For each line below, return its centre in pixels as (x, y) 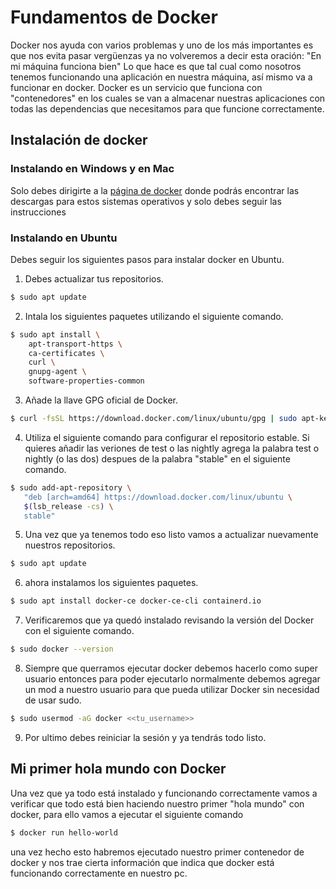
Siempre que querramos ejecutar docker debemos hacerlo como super (171, 668)
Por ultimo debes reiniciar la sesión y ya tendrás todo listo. (145, 737)
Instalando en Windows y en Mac (92, 169)
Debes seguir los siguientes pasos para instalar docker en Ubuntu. (147, 259)
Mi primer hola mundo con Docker (118, 769)
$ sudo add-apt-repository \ (71, 487)
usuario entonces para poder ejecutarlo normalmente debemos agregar (172, 679)
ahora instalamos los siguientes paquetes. (111, 583)
